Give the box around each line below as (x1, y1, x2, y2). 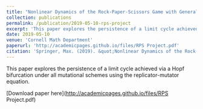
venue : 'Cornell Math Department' (6, 37, 94, 43)
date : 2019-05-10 (6, 31, 50, 38)
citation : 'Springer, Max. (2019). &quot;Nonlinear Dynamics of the (6, 48, 182, 54)
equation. (6, 78, 30, 85)
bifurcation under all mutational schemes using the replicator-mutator (6, 71, 179, 79)
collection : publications (6, 15, 71, 21)
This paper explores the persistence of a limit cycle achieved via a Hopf (6, 65, 185, 72)
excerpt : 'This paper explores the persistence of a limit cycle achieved (6, 25, 199, 32)
